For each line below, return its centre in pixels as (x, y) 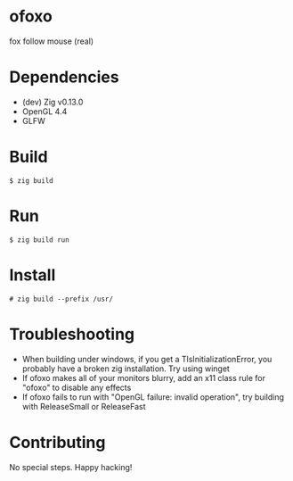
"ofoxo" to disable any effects (77, 387)
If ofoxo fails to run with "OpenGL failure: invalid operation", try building (153, 397)
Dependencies (64, 77)
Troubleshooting (72, 334)
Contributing (57, 442)
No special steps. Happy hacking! (71, 467)
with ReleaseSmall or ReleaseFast (84, 406)
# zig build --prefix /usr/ (61, 299)
